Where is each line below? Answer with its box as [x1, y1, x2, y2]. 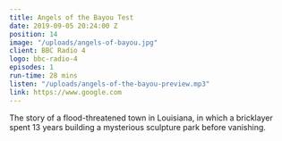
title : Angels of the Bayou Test [9, 12, 134, 22]
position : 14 [9, 29, 58, 38]
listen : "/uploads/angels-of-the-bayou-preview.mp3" [9, 79, 210, 88]
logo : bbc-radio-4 [9, 54, 78, 63]
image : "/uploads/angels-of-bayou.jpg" [9, 37, 158, 47]
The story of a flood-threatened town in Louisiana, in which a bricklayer [9, 112, 273, 123]
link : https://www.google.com [9, 87, 123, 96]
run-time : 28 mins [9, 71, 78, 80]
